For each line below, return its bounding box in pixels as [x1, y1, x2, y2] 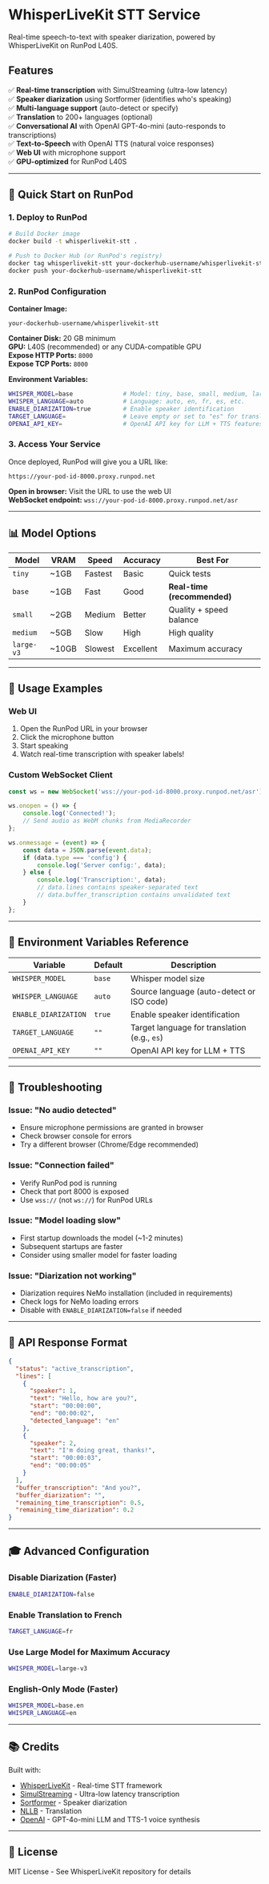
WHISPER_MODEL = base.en [8, 1701, 84, 1710]
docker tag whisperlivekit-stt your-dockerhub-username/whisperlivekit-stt [8, 259, 267, 267]
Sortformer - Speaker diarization [19, 1798, 127, 1807]
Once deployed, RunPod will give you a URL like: [8, 456, 168, 466]
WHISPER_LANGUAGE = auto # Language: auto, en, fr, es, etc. [8, 397, 246, 405]
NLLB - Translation [19, 1806, 82, 1815]
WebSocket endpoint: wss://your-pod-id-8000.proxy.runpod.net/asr [8, 495, 239, 504]
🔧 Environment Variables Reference [8, 935, 190, 950]
